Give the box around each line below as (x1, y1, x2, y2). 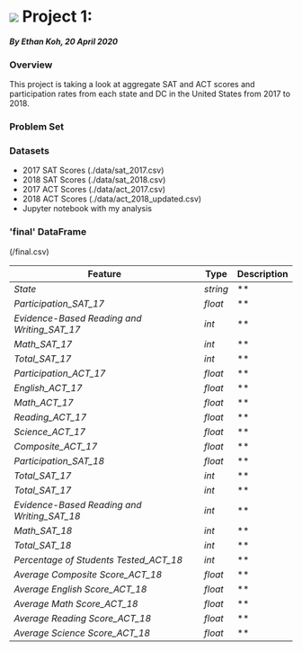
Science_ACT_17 (13, 425, 86, 438)
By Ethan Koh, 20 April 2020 (9, 36, 119, 47)
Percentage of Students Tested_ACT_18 (13, 553, 183, 566)
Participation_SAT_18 (13, 454, 105, 467)
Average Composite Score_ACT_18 (13, 568, 163, 581)
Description (236, 267, 289, 280)
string (203, 282, 229, 295)
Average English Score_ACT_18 (13, 583, 147, 595)
